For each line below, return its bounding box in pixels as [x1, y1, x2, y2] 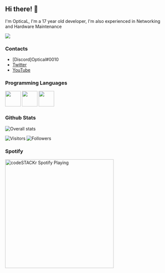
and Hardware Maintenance [5, 23, 62, 29]
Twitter [12, 62, 27, 68]
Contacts [5, 45, 28, 52]
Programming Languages [5, 80, 68, 87]
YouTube [12, 67, 31, 73]
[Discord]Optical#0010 [12, 57, 59, 63]
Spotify [5, 148, 23, 155]
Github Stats [5, 114, 36, 121]
